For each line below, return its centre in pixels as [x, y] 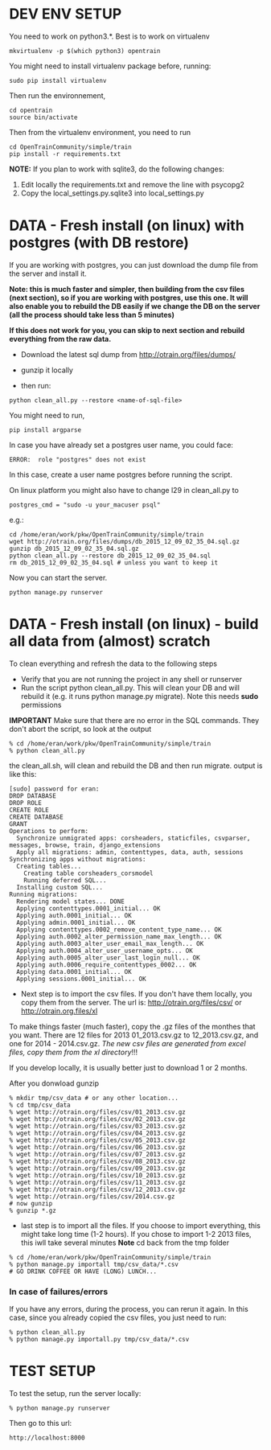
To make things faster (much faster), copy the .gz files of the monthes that [132, 1026]
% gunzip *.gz [33, 1210]
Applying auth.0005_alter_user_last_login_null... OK [108, 958]
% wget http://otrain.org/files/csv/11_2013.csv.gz [97, 1182]
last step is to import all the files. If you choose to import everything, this [140, 1225]
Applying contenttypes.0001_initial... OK [88, 908]
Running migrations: [44, 894]
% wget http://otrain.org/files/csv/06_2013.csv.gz [97, 1147]
